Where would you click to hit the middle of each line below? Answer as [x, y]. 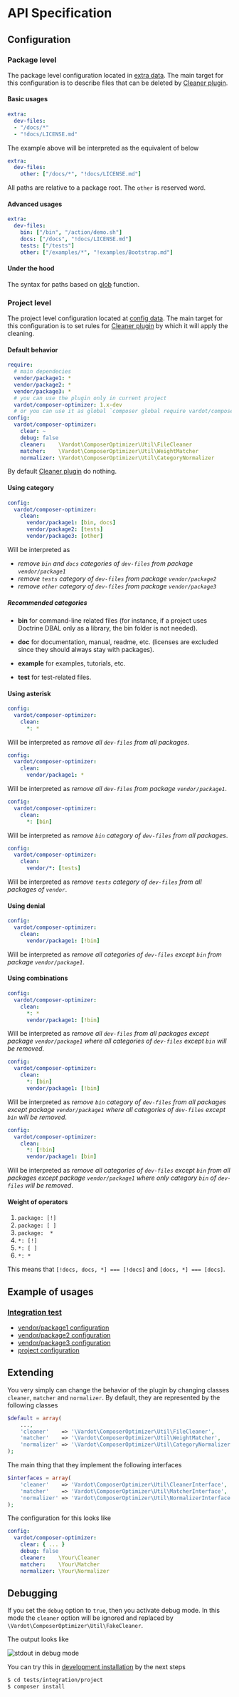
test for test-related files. [54, 677]
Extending [31, 1373]
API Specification [60, 13]
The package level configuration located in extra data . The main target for [116, 75]
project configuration [48, 1350]
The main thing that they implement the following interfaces [95, 1465]
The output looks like [38, 1639]
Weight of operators [38, 1202]
